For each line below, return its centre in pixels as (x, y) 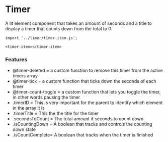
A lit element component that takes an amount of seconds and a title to (78, 23)
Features (16, 59)
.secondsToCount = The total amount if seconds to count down (78, 119)
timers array (25, 76)
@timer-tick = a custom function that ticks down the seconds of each (85, 81)
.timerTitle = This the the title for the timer (56, 113)
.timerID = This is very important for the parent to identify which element (88, 103)
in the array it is (29, 108)
